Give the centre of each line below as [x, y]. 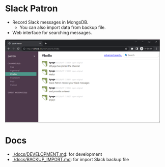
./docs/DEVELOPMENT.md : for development [57, 154]
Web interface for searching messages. [52, 32]
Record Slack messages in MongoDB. [50, 22]
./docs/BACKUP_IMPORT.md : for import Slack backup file [70, 159]
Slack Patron [31, 9]
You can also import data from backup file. [63, 27]
